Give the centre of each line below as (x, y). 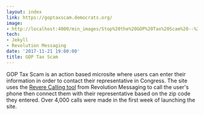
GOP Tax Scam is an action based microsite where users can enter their (96, 74)
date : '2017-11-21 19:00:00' (43, 51)
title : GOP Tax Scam (32, 57)
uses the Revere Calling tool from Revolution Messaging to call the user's (98, 87)
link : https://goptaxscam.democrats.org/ (59, 18)
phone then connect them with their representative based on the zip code (98, 93)
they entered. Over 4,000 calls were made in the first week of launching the (101, 100)
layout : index (24, 12)
